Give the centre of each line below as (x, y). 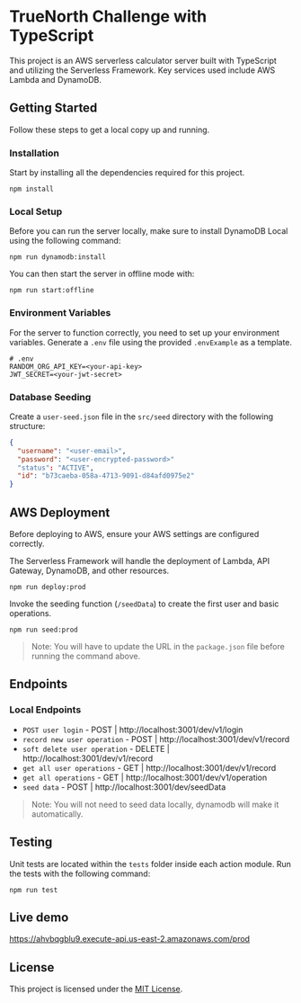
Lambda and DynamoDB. (55, 79)
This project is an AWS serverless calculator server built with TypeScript (143, 60)
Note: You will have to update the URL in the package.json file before (158, 646)
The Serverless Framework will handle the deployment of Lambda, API (140, 561)
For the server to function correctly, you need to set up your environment (145, 332)
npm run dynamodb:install (58, 257)
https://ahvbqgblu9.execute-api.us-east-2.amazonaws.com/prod (129, 939)
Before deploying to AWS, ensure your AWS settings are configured (134, 534)
